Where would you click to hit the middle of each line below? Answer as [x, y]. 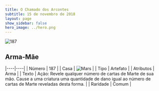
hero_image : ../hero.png [30, 28]
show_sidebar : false [26, 23]
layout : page [18, 18]
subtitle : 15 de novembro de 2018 [40, 14]
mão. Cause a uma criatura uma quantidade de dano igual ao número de [78, 79]
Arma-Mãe [22, 57]
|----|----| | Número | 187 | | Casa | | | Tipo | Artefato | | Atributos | [80, 68]
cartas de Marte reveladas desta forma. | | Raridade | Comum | [68, 84]
